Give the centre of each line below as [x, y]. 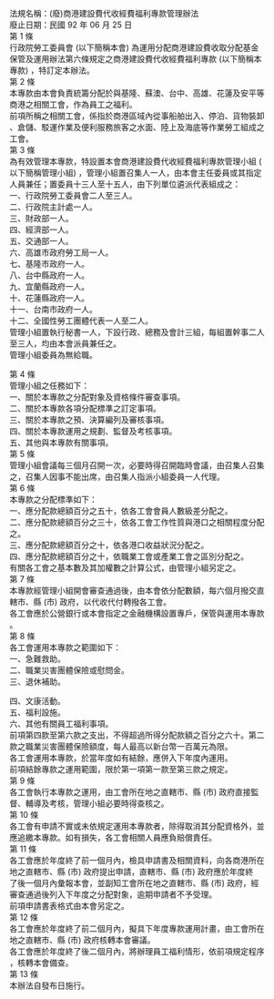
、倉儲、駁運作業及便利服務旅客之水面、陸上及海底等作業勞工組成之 [137, 127]
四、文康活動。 [37, 701]
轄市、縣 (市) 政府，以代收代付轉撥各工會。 [91, 602]
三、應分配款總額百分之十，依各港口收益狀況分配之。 [109, 545]
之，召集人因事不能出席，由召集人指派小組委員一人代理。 [117, 477]
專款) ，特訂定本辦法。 [52, 70]
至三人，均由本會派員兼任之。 [65, 343]
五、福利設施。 [37, 712]
